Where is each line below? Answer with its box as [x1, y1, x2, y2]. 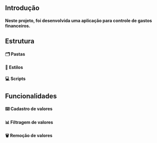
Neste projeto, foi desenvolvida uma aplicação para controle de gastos [5, 17, 152, 24]
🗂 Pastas [5, 51, 26, 57]
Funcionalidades [5, 92, 57, 100]
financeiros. [5, 23, 30, 29]
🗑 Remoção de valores [5, 133, 52, 139]
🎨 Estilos [5, 64, 23, 70]
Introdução [5, 4, 40, 12]
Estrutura [5, 37, 35, 46]
